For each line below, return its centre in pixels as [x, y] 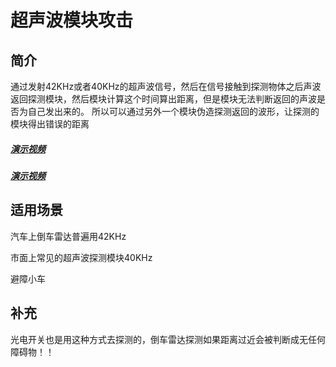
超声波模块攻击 [72, 20]
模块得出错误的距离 [50, 124]
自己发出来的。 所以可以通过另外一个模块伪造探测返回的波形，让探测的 [173, 111]
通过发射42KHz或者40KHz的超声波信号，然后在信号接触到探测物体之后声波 [166, 86]
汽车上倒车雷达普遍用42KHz [68, 236]
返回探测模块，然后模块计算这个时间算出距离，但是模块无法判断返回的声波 [163, 99]
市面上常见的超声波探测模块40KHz [81, 257]
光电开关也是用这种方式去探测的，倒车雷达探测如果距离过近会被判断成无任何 [168, 339]
